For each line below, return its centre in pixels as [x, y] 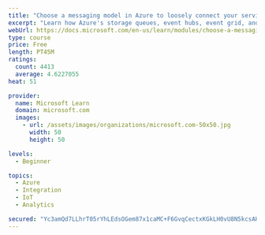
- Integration [38, 190]
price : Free [28, 45]
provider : [24, 95]
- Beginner [33, 161]
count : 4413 [35, 67]
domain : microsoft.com [52, 110]
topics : [21, 175]
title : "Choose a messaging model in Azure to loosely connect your [123, 15]
